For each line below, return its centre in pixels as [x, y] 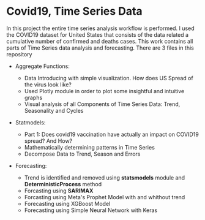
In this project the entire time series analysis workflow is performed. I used [100, 28]
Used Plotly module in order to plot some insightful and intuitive [104, 91]
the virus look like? [48, 85]
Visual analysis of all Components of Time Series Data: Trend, [102, 104]
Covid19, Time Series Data [74, 11]
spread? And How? [48, 141]
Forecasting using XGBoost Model [67, 203]
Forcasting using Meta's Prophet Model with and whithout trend [105, 197]
